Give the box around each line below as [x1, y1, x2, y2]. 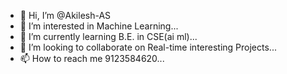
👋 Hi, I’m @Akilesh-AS [19, 10, 112, 21]
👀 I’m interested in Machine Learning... [19, 20, 179, 32]
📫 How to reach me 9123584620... [19, 53, 165, 64]
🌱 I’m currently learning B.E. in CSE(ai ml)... [19, 31, 198, 42]
